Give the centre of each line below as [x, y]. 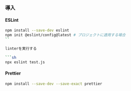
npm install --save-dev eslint [37, 31]
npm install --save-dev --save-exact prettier [54, 84]
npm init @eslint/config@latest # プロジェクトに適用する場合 [65, 35]
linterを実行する [21, 48]
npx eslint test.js [25, 62]
